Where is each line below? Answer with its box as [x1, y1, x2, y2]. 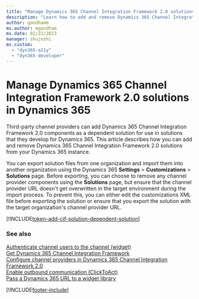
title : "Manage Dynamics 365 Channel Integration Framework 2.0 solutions [6, 8, 195, 15]
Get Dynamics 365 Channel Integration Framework [6, 249, 130, 256]
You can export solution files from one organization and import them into [6, 159, 184, 166]
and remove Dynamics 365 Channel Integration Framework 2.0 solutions [6, 142, 183, 149]
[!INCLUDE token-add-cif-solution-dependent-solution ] [6, 215, 140, 222]
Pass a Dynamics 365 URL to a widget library [6, 275, 117, 282]
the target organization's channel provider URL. [6, 204, 122, 211]
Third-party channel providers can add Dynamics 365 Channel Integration [6, 123, 187, 130]
